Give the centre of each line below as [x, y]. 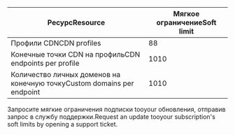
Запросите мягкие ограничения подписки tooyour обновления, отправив [116, 109]
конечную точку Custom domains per [72, 83]
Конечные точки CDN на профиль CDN [76, 54]
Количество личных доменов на [66, 74]
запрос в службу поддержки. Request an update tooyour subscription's [111, 117]
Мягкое [186, 14]
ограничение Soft [186, 22]
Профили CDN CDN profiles [56, 43]
